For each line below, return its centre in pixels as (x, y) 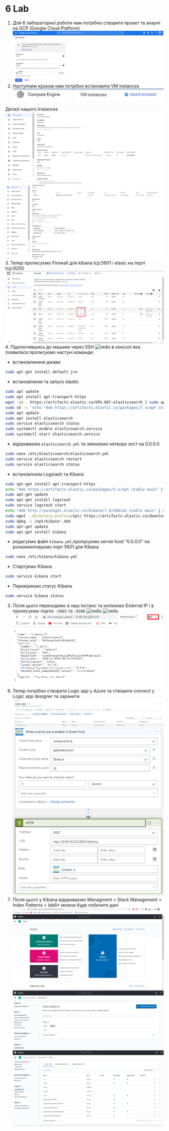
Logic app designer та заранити (46, 696)
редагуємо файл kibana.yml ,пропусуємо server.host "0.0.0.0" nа (81, 542)
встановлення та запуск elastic (46, 382)
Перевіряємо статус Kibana (42, 586)
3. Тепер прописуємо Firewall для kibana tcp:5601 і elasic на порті (75, 263)
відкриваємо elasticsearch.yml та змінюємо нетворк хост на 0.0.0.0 (86, 444)
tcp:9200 (15, 268)
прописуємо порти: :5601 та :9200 (49, 611)
